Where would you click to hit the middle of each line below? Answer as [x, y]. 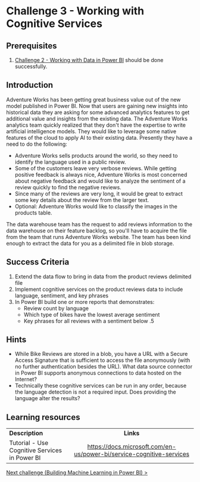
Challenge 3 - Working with [75, 11]
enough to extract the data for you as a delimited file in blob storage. [90, 243]
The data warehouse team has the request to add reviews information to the [99, 224]
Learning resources [43, 417]
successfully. [31, 66]
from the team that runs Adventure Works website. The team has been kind [99, 237]
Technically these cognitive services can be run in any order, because [101, 386]
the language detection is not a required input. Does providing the [96, 392]
